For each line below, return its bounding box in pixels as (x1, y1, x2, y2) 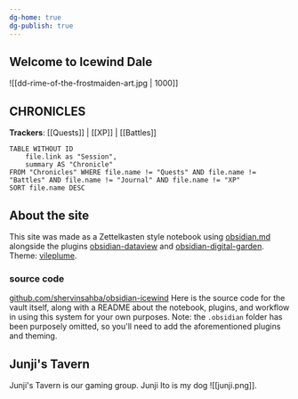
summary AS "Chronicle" (25, 160, 114, 169)
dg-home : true (9, 12, 62, 22)
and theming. (9, 330, 58, 341)
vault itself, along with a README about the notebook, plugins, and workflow (9, 302, 290, 313)
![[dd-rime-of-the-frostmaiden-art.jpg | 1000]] (9, 77, 179, 89)
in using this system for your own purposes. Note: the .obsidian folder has (9, 312, 283, 322)
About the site (9, 208, 90, 223)
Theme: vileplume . (9, 250, 77, 261)
